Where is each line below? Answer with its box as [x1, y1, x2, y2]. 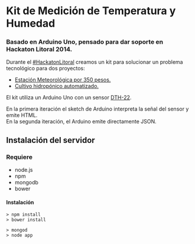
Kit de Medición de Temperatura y [6, 4, 176, 18]
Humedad [6, 17, 56, 30]
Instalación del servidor [6, 135, 96, 145]
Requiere [6, 152, 32, 161]
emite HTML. [6, 112, 38, 119]
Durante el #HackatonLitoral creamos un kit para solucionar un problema [6, 58, 183, 66]
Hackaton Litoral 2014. [6, 45, 73, 54]
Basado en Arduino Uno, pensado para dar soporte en [6, 38, 164, 46]
